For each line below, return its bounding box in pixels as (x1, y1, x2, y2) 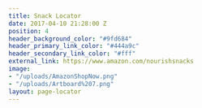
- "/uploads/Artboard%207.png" (8, 80, 114, 88)
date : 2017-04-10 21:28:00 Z (8, 19, 107, 28)
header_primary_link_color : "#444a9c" (8, 42, 140, 50)
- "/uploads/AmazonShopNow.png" (8, 72, 118, 80)
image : (8, 65, 31, 73)
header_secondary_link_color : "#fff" (8, 50, 136, 58)
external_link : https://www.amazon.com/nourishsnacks (8, 58, 195, 66)
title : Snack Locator (8, 11, 82, 20)
